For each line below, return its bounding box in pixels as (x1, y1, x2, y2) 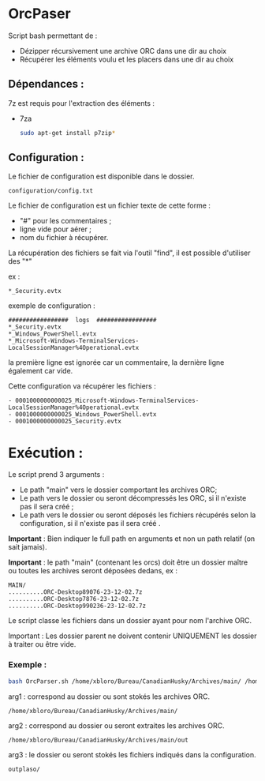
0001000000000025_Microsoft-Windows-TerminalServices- (15, 396, 200, 405)
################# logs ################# (8, 317, 157, 325)
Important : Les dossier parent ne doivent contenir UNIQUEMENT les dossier (8, 631, 257, 640)
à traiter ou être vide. (8, 640, 77, 649)
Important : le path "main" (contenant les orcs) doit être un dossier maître (8, 558, 248, 567)
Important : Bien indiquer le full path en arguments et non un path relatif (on (8, 534, 256, 543)
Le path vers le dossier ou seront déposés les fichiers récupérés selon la (19, 510, 256, 520)
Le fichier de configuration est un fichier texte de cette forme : (8, 201, 211, 210)
